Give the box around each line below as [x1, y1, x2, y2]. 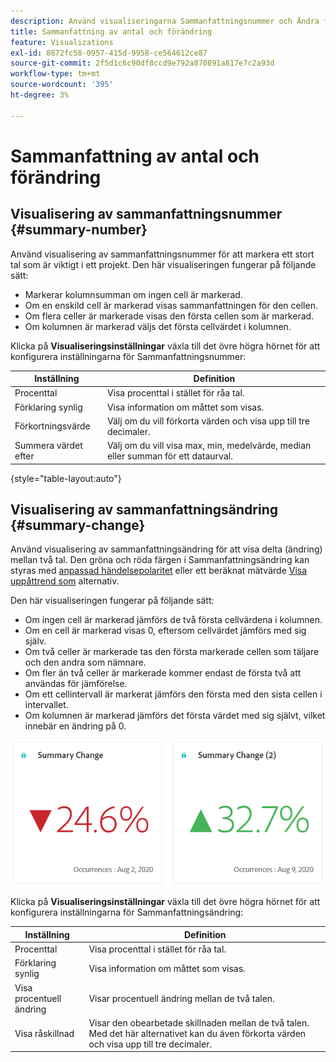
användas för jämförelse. [24, 678, 128, 690]
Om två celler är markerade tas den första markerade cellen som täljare [24, 646, 320, 658]
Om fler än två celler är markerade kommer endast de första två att [24, 667, 302, 679]
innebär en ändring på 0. [24, 720, 127, 732]
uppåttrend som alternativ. [10, 575, 120, 587]
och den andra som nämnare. [24, 656, 147, 669]
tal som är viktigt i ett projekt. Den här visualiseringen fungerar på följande [10, 258, 317, 270]
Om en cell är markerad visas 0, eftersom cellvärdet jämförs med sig [24, 625, 307, 637]
